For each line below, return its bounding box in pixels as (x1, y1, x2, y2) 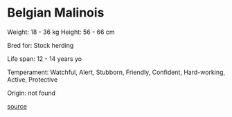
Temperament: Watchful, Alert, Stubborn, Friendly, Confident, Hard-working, (7, 68, 226, 76)
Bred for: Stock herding (7, 41, 74, 49)
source (7, 102, 28, 110)
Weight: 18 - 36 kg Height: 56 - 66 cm (7, 28, 116, 36)
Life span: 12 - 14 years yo (7, 54, 82, 63)
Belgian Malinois (7, 5, 105, 21)
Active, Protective (7, 75, 58, 84)
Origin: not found (7, 89, 56, 97)
